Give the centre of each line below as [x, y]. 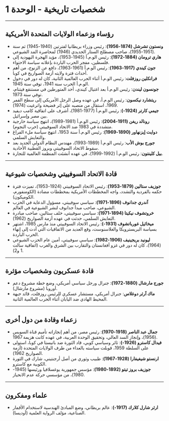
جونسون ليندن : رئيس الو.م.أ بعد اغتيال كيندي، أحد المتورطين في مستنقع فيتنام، [86, 89]
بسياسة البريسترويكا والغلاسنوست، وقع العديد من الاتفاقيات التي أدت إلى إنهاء [84, 229]
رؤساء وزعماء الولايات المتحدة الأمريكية [60, 34]
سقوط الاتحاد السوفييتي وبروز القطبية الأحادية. [56, 148]
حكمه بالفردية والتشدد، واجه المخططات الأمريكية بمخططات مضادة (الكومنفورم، [87, 191]
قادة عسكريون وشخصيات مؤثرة [50, 271]
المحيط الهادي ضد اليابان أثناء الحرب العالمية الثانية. [60, 299]
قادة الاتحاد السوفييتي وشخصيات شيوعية [61, 174]
